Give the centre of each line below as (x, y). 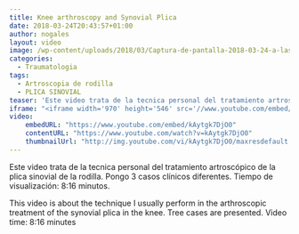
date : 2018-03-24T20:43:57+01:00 (71, 26)
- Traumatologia (47, 68)
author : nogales (39, 34)
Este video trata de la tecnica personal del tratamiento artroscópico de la (142, 166)
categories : (31, 59)
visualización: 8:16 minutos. (60, 186)
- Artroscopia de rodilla (65, 84)
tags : (19, 76)
